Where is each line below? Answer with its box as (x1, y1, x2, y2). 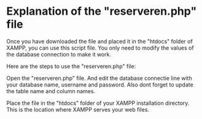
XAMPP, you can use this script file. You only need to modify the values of (6, 44, 195, 52)
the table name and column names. (6, 87, 96, 94)
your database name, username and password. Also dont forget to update (6, 81, 193, 88)
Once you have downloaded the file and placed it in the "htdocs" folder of (6, 37, 193, 45)
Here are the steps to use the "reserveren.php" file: (6, 63, 136, 70)
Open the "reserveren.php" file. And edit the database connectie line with (6, 74, 192, 82)
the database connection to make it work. (6, 50, 112, 58)
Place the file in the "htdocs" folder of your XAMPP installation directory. (6, 99, 190, 107)
